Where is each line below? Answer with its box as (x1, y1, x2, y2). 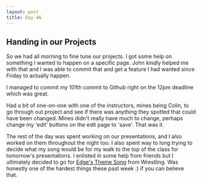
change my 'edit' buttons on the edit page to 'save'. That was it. (6, 121, 165, 129)
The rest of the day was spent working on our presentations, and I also (6, 133, 182, 140)
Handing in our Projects (6, 37, 96, 47)
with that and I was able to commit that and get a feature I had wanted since (6, 66, 195, 73)
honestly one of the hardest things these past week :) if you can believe (6, 165, 185, 172)
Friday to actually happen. (6, 72, 71, 79)
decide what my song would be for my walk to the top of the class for (6, 146, 179, 153)
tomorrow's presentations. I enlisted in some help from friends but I (6, 152, 174, 159)
